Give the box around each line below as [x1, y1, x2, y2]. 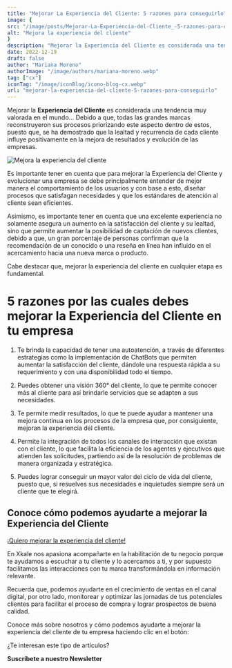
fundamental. [7, 270, 45, 278]
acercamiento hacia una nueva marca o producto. [7, 249, 148, 257]
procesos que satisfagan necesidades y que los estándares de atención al [7, 191, 219, 200]
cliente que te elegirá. [17, 487, 79, 495]
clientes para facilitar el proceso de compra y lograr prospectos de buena [7, 600, 217, 608]
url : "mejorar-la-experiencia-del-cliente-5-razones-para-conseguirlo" [7, 87, 217, 94]
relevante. [7, 571, 36, 580]
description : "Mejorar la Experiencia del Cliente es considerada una [7, 42, 215, 49]
